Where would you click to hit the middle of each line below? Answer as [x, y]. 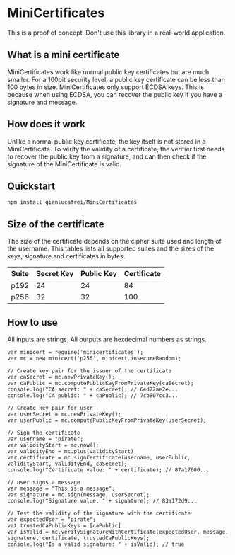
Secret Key [55, 274]
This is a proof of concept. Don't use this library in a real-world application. [116, 33]
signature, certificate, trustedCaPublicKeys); [79, 538]
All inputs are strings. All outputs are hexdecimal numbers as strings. [107, 339]
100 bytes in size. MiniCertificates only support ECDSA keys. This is [106, 87]
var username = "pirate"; [45, 439]
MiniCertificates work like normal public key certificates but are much [108, 71]
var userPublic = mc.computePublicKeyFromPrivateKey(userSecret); [107, 420]
